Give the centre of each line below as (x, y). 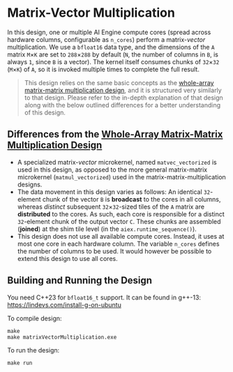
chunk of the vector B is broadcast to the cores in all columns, (131, 199)
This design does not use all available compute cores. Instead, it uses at (121, 236)
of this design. (45, 112)
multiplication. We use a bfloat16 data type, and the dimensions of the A (111, 47)
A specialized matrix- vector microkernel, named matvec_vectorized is (117, 162)
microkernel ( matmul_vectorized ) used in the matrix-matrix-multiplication (122, 177)
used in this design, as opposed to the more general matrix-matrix (112, 170)
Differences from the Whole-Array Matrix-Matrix (115, 134)
